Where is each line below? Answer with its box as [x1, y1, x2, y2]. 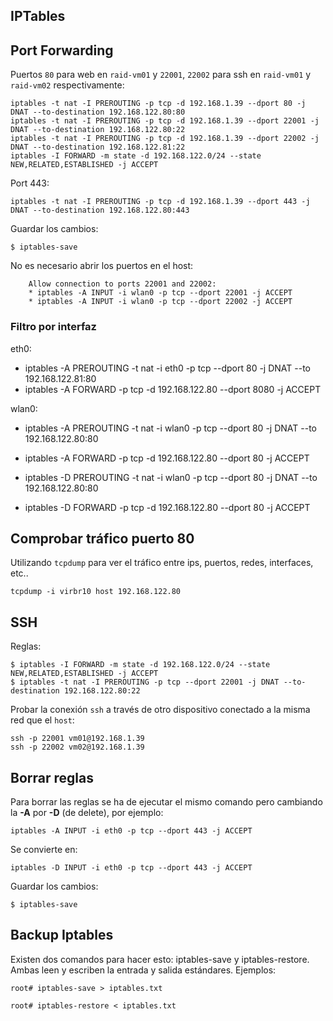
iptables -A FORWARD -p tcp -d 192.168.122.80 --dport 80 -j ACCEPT [24, 452, 310, 464]
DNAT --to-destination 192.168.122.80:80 [10, 107, 186, 118]
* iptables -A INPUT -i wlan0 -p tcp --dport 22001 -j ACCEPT [28, 288, 293, 298]
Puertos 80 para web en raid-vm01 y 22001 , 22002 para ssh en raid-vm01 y [10, 69, 312, 81]
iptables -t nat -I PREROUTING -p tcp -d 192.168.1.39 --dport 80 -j [10, 99, 307, 109]
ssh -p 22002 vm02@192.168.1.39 [10, 742, 145, 753]
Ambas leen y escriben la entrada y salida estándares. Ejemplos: [10, 964, 277, 976]
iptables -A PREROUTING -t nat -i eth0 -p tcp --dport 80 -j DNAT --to [24, 362, 312, 374]
